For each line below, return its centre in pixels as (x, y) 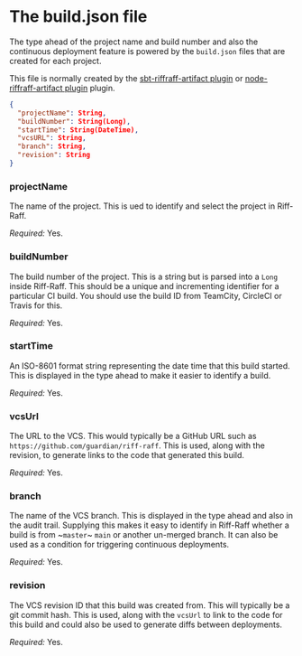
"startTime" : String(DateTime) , (78, 130)
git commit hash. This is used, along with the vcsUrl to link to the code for (146, 614)
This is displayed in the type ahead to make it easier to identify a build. (140, 375)
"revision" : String (54, 155)
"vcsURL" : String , (52, 138)
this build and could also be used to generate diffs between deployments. (146, 624)
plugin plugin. (90, 88)
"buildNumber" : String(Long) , (74, 121)
